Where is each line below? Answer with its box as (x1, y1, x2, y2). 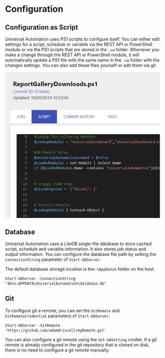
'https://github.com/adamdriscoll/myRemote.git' (5, 328, 107, 333)
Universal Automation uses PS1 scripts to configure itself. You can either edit (5, 36, 160, 42)
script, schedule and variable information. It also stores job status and (5, 246, 146, 252)
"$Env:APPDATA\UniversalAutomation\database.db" (5, 281, 107, 286)
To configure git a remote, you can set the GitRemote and (5, 307, 120, 314)
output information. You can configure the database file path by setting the (5, 251, 156, 257)
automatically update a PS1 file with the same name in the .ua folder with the (5, 57, 160, 63)
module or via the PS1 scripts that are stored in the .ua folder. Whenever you (5, 47, 160, 52)
